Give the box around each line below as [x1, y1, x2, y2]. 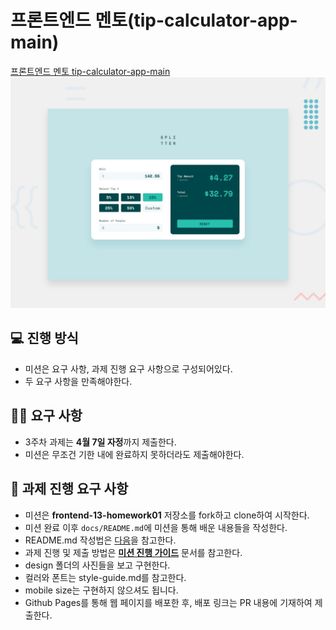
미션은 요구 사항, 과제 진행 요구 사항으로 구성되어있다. [24, 362, 233, 375]
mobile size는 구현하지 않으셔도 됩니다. [24, 584, 179, 596]
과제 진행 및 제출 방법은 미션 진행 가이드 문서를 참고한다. [24, 546, 243, 558]
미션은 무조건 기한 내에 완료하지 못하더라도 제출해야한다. [24, 448, 245, 460]
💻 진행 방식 [10, 330, 79, 347]
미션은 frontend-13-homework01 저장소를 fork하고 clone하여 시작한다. [24, 509, 310, 521]
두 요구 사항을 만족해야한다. [24, 375, 133, 387]
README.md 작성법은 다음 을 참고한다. [24, 534, 177, 546]
